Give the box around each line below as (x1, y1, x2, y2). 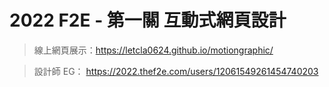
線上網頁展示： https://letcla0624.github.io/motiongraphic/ (33, 44, 274, 56)
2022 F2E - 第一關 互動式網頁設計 (9, 9, 287, 32)
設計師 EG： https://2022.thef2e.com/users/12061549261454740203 (33, 65, 319, 77)
